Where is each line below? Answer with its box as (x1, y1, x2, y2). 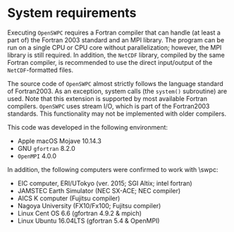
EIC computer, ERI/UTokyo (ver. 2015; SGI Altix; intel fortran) (17, 178, 192, 188)
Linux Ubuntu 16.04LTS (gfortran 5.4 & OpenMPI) (17, 216, 160, 225)
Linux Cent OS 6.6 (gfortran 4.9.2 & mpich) (17, 209, 142, 217)
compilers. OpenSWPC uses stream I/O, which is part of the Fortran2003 (7, 102, 210, 110)
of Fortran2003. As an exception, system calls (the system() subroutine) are (7, 87, 228, 95)
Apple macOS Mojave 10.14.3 (17, 136, 102, 145)
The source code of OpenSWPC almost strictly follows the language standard (7, 79, 223, 87)
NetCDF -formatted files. (7, 66, 74, 74)
